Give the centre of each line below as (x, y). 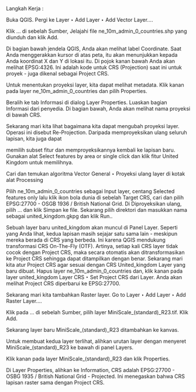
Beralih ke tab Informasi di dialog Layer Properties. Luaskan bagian (87, 102)
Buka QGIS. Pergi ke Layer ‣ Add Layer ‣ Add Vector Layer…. (80, 20)
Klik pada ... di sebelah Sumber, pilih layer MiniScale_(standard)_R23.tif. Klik (97, 312)
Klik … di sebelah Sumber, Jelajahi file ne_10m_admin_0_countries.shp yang (97, 31)
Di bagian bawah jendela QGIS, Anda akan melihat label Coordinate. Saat (94, 49)
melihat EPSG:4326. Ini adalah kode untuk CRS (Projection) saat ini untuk (94, 67)
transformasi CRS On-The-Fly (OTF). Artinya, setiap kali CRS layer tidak (92, 246)
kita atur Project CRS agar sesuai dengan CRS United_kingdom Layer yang (96, 265)
